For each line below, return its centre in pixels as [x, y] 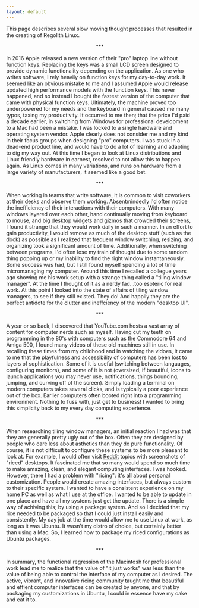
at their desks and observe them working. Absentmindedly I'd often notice [97, 201]
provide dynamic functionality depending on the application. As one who [95, 71]
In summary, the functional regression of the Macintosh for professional [94, 562]
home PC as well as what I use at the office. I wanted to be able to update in [99, 494]
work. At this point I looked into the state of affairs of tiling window [87, 290]
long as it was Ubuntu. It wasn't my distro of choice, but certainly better [94, 526]
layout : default [26, 12]
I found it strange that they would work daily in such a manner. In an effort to [99, 226]
